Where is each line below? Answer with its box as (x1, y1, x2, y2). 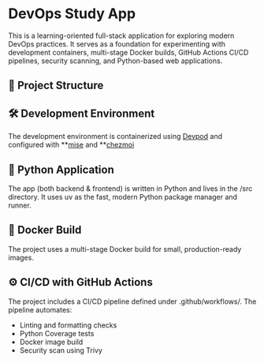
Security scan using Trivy (19, 345, 102, 355)
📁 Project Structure (8, 79, 104, 92)
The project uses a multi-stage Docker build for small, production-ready (8, 244, 242, 253)
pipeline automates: (8, 305, 73, 314)
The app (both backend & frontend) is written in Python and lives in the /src (8, 183, 253, 193)
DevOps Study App (8, 5, 136, 23)
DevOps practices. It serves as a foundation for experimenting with (8, 39, 226, 48)
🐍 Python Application (8, 163, 114, 176)
